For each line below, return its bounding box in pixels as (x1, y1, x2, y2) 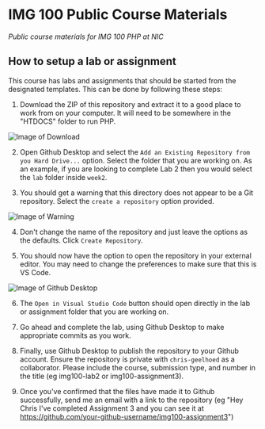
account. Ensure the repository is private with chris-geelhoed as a (19, 354, 235, 364)
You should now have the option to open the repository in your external (19, 251, 252, 260)
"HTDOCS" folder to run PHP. (19, 117, 116, 126)
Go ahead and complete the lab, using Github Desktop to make (19, 322, 225, 331)
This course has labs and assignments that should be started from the (8, 75, 237, 85)
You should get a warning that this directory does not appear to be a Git (19, 188, 254, 197)
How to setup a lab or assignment (8, 55, 176, 68)
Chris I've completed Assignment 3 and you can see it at (19, 403, 204, 413)
